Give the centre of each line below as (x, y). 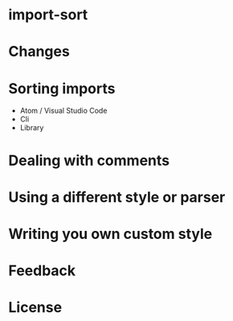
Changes (39, 52)
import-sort (48, 15)
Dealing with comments (89, 160)
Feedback (42, 271)
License (35, 308)
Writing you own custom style (110, 234)
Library (32, 128)
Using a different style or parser (117, 197)
